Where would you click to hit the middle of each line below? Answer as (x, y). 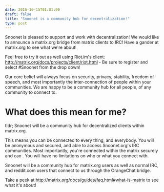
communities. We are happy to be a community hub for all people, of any (78, 87)
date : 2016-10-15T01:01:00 (32, 10)
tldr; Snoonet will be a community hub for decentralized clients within (75, 126)
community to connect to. (31, 92)
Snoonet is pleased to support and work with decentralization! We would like (82, 37)
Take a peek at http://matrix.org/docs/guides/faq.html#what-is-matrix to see (82, 180)
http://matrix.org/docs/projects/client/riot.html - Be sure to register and (76, 62)
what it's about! (21, 185)
